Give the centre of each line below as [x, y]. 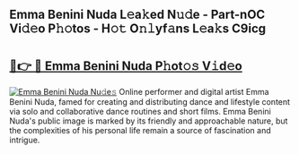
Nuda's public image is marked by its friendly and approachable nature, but [149, 121]
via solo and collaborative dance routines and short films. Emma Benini [140, 111]
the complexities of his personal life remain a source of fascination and [140, 130]
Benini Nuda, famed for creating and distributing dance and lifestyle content [149, 102]
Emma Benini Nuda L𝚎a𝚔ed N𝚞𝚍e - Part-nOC [137, 15]
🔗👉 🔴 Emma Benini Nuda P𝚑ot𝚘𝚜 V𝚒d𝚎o [126, 66]
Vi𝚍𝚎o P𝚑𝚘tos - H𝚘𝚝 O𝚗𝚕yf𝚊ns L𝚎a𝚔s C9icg [138, 29]
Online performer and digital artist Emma [194, 92]
